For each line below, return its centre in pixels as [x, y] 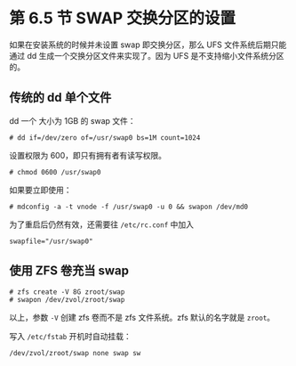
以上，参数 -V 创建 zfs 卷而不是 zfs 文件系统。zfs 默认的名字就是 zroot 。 [142, 317]
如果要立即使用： [40, 190]
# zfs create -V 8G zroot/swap [67, 292]
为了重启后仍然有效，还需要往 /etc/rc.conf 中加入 [101, 224]
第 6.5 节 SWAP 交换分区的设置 [122, 18]
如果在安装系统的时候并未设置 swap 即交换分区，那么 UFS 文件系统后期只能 [148, 45]
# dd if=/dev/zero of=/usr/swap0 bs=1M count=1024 [105, 138]
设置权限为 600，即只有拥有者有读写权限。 [88, 155]
